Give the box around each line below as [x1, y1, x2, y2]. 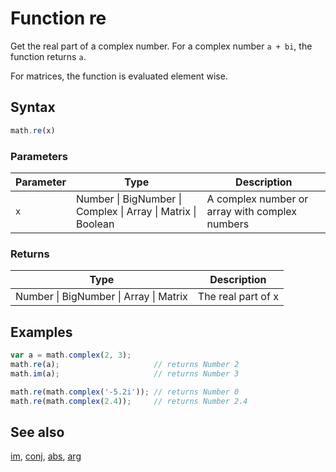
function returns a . [10, 50, 87, 62]
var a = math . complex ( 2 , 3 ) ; [10, 350, 132, 361]
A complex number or [206, 192, 309, 206]
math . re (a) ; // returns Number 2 [10, 359, 240, 369]
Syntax [10, 99, 56, 116]
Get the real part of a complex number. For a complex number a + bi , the [10, 40, 313, 52]
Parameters [10, 149, 68, 163]
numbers [206, 217, 250, 231]
